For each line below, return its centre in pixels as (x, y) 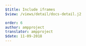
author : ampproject (25, 27)
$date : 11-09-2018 (24, 36)
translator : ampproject (29, 32)
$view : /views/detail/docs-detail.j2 (43, 14)
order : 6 (14, 23)
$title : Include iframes (30, 9)
